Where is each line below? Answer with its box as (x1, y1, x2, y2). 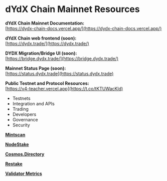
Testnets (12, 95, 31, 101)
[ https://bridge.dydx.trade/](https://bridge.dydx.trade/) (5, 55, 119, 61)
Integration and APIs (12, 100, 55, 106)
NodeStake (5, 141, 29, 147)
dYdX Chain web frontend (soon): (5, 35, 77, 41)
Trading (12, 106, 29, 112)
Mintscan (5, 131, 26, 137)
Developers (12, 111, 37, 117)
